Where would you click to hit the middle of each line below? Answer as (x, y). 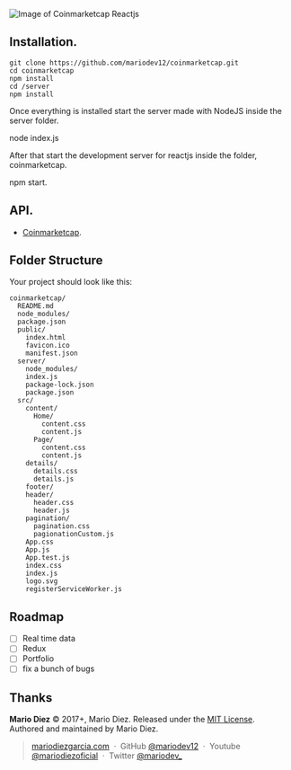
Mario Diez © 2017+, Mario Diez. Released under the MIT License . (132, 720)
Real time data (49, 639)
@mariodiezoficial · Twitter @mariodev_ (106, 756)
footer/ (40, 487)
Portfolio (38, 659)
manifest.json (52, 354)
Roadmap (37, 617)
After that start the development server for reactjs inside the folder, (133, 155)
